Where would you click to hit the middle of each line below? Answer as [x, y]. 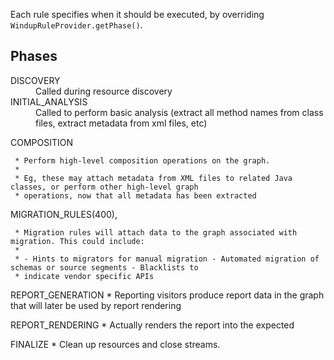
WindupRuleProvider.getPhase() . [76, 25]
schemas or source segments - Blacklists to [104, 267]
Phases [34, 56]
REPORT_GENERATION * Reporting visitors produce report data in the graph [167, 295]
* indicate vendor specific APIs [84, 276]
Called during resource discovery [104, 91]
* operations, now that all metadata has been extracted [135, 195]
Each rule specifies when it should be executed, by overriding [137, 14]
